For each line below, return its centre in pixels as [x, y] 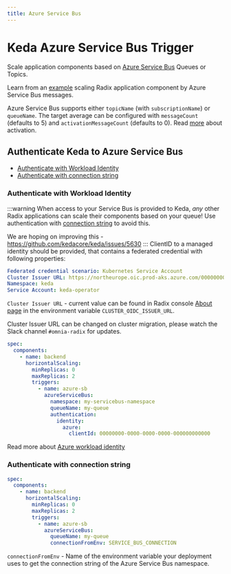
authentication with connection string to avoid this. [79, 223]
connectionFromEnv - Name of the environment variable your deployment [109, 556]
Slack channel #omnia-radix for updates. [64, 331]
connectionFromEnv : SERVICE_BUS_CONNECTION [113, 543]
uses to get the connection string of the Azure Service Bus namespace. [108, 564]
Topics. [18, 74]
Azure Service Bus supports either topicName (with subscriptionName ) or [109, 108]
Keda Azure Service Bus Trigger [100, 47]
